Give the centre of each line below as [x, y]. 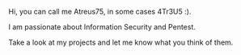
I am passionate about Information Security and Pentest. [102, 27]
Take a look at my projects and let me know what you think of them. [121, 42]
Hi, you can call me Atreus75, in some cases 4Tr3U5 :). [100, 12]
